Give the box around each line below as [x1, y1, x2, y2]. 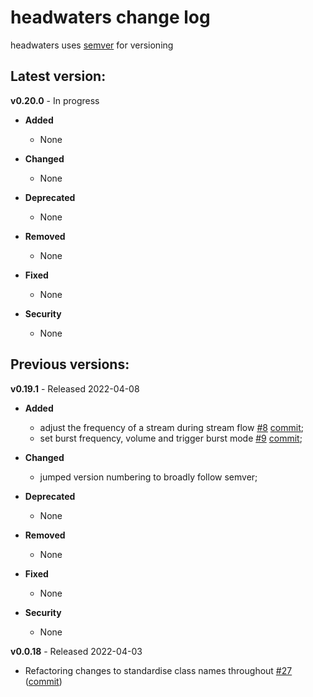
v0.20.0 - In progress [10, 94, 100, 106]
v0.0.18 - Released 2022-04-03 [10, 645, 143, 657]
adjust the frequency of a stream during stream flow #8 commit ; [39, 421, 304, 433]
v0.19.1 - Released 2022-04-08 [10, 382, 140, 395]
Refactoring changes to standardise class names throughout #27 [24, 664, 293, 676]
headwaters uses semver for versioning [10, 39, 174, 51]
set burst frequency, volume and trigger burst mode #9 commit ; [39, 432, 303, 444]
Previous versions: [10, 356, 130, 373]
